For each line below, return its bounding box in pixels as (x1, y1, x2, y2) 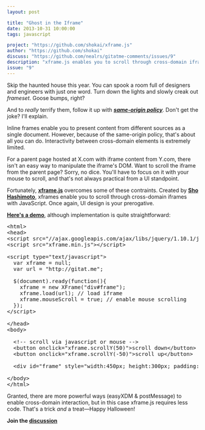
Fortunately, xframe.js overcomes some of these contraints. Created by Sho (7, 186, 198, 194)
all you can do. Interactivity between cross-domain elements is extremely (7, 137, 191, 145)
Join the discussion (7, 417, 58, 424)
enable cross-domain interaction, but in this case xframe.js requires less (7, 398, 188, 406)
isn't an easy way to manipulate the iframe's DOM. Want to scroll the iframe (7, 162, 196, 169)
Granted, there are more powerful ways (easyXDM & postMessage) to (7, 392, 182, 400)
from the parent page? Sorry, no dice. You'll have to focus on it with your (7, 168, 189, 176)
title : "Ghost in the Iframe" (7, 19, 84, 26)
